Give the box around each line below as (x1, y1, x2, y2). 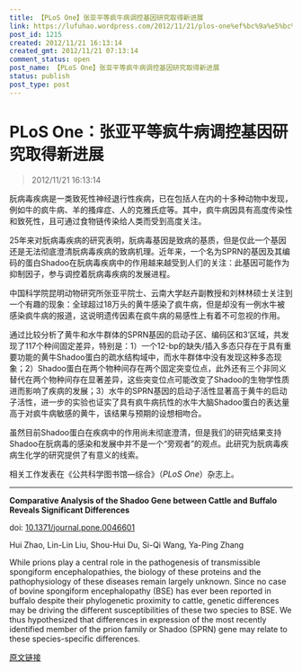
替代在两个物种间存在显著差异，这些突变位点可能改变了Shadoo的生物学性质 (9, 374, 290, 385)
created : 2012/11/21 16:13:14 (9, 38, 123, 48)
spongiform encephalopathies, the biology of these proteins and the (9, 566, 262, 577)
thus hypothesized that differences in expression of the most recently (9, 613, 267, 625)
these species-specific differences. (9, 633, 141, 644)
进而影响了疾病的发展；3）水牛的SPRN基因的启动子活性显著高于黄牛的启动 (9, 385, 288, 396)
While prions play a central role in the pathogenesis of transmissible (9, 557, 261, 568)
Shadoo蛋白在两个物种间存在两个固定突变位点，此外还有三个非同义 (37, 362, 288, 373)
